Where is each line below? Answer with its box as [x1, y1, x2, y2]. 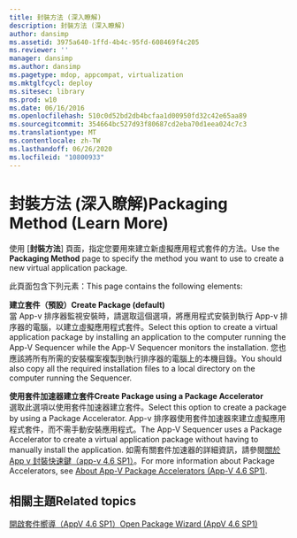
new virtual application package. [9, 263, 128, 273]
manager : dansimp [9, 54, 73, 63]
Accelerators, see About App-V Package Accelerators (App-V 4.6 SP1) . [9, 465, 268, 476]
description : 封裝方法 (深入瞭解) [9, 21, 126, 30]
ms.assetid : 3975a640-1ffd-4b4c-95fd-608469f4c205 [9, 37, 200, 47]
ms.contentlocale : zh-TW [9, 136, 101, 145]
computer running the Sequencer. [9, 373, 133, 383]
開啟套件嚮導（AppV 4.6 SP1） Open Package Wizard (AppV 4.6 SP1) [9, 519, 258, 529]
